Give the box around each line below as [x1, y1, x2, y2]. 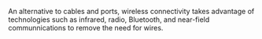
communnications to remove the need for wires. [8, 23, 164, 32]
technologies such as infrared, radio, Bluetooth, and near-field [8, 15, 210, 24]
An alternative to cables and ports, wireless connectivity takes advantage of [8, 7, 255, 16]
